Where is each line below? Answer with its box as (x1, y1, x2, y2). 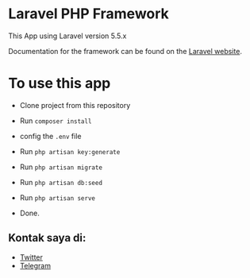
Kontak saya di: (8, 231, 87, 245)
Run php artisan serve (19, 192, 95, 203)
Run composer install (19, 116, 92, 125)
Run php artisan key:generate (19, 146, 121, 156)
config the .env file (19, 131, 82, 141)
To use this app (8, 75, 111, 92)
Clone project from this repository (19, 100, 131, 110)
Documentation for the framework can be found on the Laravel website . (8, 46, 242, 56)
